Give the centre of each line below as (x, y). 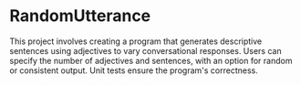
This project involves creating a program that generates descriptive (136, 41)
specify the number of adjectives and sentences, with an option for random (151, 60)
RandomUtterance (80, 16)
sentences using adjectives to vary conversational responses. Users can (145, 50)
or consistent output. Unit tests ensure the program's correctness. (134, 70)
